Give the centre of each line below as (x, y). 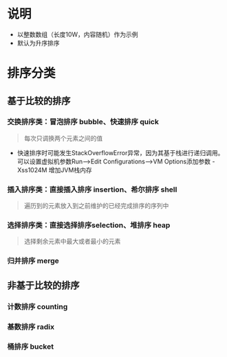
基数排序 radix (31, 327)
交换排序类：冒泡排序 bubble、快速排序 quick (83, 122)
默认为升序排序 (38, 43)
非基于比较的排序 (43, 285)
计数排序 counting (37, 306)
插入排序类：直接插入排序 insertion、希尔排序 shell (92, 189)
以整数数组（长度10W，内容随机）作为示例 (78, 34)
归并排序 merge (33, 261)
